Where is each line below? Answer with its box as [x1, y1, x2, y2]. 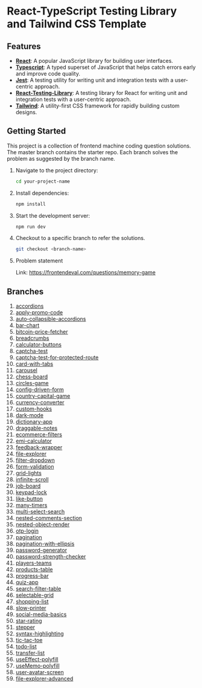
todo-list [15, 643, 37, 651]
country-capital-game [15, 392, 71, 400]
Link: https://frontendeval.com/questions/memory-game [15, 269, 156, 276]
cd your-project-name [15, 178, 70, 184]
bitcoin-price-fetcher [15, 328, 68, 336]
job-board [15, 482, 41, 490]
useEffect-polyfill [15, 656, 59, 663]
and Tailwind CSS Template [7, 17, 147, 31]
